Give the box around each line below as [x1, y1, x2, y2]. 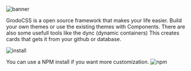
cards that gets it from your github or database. [6, 36, 122, 42]
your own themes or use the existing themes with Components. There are [6, 23, 185, 30]
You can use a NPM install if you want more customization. [6, 59, 150, 65]
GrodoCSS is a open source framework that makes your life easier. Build [6, 17, 182, 23]
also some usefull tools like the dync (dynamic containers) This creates [6, 29, 180, 36]
